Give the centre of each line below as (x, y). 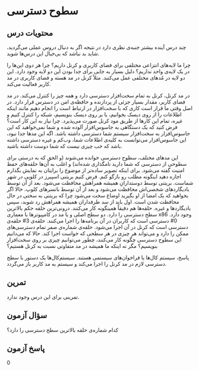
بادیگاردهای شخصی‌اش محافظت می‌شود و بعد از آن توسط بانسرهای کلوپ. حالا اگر (98, 189)
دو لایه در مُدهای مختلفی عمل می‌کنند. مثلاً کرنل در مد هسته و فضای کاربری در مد (96, 78)
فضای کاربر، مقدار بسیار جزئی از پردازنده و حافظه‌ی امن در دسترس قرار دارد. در (96, 102)
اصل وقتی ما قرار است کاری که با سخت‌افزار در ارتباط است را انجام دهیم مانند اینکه (99, 108)
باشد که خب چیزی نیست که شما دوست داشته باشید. (65, 146)
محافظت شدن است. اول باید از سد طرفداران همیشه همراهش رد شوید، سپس (93, 202)
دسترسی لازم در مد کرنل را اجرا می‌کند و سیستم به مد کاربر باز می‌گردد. (87, 264)
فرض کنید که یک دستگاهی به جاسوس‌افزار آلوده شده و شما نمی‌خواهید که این (92, 127)
